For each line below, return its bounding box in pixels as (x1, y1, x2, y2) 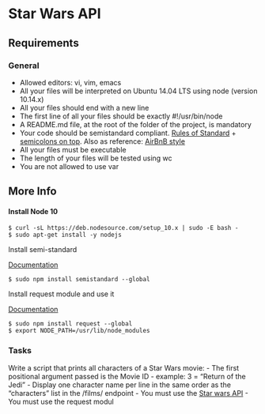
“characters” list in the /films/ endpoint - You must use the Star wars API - (8, 388, 249, 397)
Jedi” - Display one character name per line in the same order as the (8, 380, 232, 390)
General (8, 60, 40, 71)
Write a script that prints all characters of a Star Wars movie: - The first (8, 363, 240, 372)
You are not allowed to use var (19, 161, 119, 171)
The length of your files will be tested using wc (19, 153, 172, 163)
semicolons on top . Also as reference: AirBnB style (19, 136, 186, 146)
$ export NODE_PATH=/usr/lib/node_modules (8, 327, 150, 335)
